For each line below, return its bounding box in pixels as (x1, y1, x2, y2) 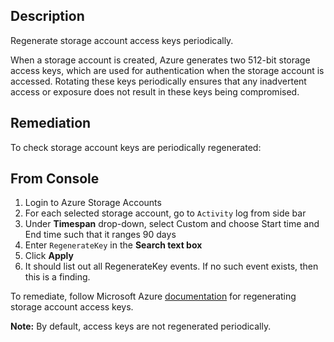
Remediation (10, 115, 92, 132)
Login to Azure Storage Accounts (24, 197, 162, 209)
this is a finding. (24, 271, 91, 283)
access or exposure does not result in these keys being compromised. (10, 85, 300, 98)
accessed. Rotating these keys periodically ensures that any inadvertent (10, 75, 307, 87)
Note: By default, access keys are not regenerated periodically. (10, 320, 272, 333)
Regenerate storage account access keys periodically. (10, 34, 234, 46)
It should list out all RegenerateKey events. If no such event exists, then (24, 260, 319, 273)
